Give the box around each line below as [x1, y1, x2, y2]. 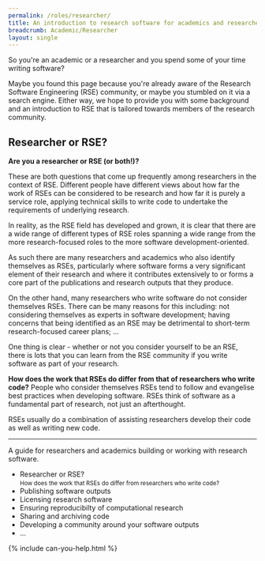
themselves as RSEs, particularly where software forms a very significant [8, 262, 246, 271]
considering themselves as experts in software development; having [8, 310, 230, 320]
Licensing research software [19, 495, 113, 504]
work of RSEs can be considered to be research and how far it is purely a [8, 189, 246, 198]
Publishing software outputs [19, 487, 111, 496]
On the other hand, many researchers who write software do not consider [8, 293, 248, 303]
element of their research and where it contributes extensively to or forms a [8, 269, 254, 279]
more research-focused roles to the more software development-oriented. [8, 238, 250, 247]
